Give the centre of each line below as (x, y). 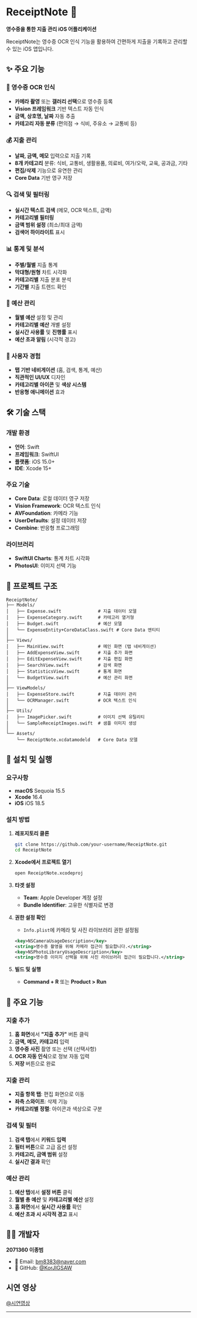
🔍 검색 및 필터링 (28, 194)
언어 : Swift (27, 447)
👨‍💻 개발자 (23, 1234)
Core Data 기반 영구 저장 (43, 177)
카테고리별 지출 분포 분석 (43, 279)
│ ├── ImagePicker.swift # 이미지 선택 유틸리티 (75, 717)
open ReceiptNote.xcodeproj (49, 873)
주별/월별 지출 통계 (36, 264)
